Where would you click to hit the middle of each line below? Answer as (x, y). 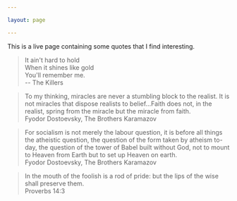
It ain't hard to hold (52, 60)
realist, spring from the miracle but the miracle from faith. (108, 111)
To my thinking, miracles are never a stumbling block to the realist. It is (127, 96)
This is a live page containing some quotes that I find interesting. (101, 46)
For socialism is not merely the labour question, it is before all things (123, 132)
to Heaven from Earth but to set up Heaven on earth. (101, 154)
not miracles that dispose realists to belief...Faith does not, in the (119, 104)
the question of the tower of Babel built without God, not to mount (134, 147)
